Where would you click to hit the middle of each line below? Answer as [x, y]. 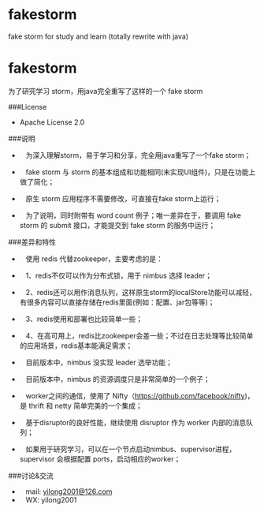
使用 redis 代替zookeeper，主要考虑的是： [95, 259]
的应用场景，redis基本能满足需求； [76, 346]
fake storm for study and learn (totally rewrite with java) [99, 36]
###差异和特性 [32, 241]
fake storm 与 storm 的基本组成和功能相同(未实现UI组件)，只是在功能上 [141, 172]
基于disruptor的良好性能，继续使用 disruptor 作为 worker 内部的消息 [136, 422]
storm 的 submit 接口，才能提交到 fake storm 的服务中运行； [117, 225]
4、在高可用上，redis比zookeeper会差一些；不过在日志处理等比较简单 [139, 335]
